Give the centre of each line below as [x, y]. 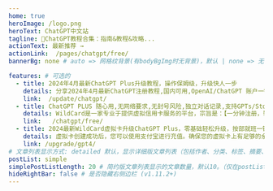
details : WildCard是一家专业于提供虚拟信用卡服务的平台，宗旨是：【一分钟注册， [143, 114]
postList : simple [38, 159]
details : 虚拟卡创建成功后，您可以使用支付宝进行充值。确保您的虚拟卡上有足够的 [142, 137]
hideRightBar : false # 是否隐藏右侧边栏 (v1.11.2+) [93, 174]
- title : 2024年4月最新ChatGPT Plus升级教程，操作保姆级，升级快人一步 [127, 83]
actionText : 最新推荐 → [46, 46]
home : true [27, 16]
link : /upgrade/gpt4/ [59, 144]
